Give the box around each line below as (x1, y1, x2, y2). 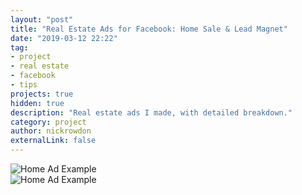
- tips (10, 80, 38, 90)
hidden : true (10, 98, 65, 108)
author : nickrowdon (10, 126, 92, 136)
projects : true (10, 89, 74, 99)
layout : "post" (10, 14, 74, 25)
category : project (10, 117, 87, 127)
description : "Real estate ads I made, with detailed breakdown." (10, 107, 293, 118)
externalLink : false (10, 136, 97, 146)
